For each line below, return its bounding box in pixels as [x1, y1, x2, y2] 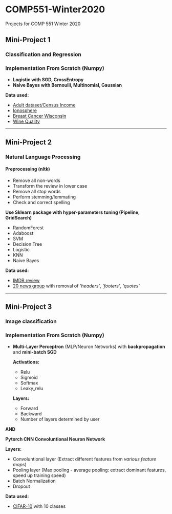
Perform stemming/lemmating [12, 194, 76, 200]
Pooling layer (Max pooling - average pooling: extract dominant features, [12, 467, 166, 473]
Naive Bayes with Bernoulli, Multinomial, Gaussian [12, 82, 122, 88]
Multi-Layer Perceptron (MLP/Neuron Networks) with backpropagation [12, 343, 165, 350]
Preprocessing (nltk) [5, 166, 50, 172]
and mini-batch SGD [12, 348, 57, 355]
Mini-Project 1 [5, 35, 51, 44]
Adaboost [12, 230, 34, 236]
